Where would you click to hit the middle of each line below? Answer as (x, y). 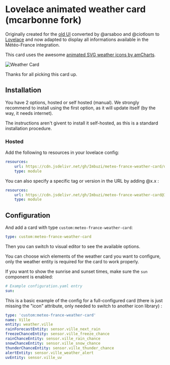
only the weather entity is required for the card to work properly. (72, 261)
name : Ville (18, 320)
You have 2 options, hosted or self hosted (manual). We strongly (72, 102)
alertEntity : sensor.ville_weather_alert (50, 353)
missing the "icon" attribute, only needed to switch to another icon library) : (84, 306)
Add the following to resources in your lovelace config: (62, 152)
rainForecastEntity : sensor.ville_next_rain (53, 329)
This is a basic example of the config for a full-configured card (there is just (84, 300)
